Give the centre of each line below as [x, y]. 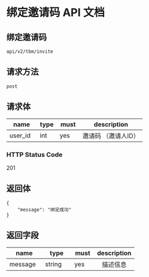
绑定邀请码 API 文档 [56, 13]
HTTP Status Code [35, 154]
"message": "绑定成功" [44, 210]
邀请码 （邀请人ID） [111, 135]
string [53, 264]
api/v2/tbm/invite [30, 51]
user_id [20, 135]
